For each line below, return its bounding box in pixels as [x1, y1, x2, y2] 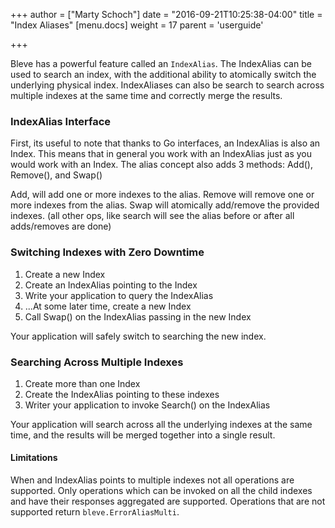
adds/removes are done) [10, 220, 112, 233]
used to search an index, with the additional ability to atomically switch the [10, 69, 317, 80]
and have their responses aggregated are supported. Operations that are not [10, 495, 326, 508]
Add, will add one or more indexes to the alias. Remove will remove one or [10, 189, 315, 201]
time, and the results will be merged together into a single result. [10, 429, 276, 441]
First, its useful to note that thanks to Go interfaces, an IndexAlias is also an [10, 137, 321, 149]
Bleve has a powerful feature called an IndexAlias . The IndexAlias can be [10, 58, 312, 69]
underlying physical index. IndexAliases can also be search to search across [10, 79, 325, 91]
